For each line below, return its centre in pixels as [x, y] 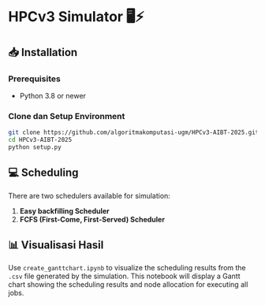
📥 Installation [43, 52]
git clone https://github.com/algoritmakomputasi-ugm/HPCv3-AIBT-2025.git [134, 132]
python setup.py [35, 147]
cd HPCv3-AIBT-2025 [40, 140]
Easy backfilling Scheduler [65, 210]
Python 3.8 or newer [53, 95]
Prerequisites [34, 79]
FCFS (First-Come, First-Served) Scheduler [92, 219]
